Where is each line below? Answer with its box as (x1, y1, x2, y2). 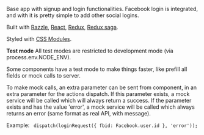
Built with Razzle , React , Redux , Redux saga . (6, 24, 118, 31)
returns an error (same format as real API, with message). (6, 110, 151, 117)
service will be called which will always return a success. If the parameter (6, 97, 192, 104)
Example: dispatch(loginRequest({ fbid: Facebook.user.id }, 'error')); (6, 122, 198, 129)
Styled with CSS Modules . (6, 35, 72, 42)
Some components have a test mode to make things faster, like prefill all (6, 65, 188, 73)
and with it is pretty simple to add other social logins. (6, 12, 139, 19)
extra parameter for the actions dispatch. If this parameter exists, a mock (6, 90, 190, 97)
